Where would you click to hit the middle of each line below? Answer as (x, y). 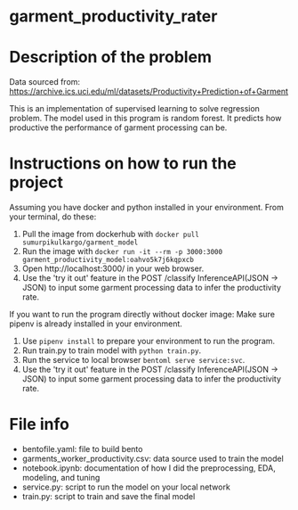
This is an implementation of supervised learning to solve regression (135, 109)
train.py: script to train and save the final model (109, 496)
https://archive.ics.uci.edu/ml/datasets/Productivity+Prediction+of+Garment (149, 92)
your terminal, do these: (53, 217)
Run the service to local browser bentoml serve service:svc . (133, 360)
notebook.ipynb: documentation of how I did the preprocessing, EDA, (149, 468)
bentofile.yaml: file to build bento (82, 449)
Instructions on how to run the (123, 164)
